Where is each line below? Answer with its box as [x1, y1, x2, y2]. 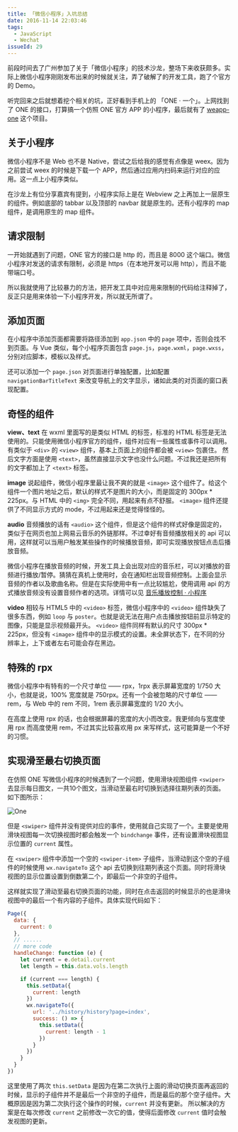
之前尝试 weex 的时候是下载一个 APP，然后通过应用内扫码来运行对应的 [7, 166, 215, 174]
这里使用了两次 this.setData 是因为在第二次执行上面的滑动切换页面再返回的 [7, 1081, 229, 1089]
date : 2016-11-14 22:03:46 [7, 17, 87, 24]
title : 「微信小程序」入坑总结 [7, 10, 88, 18]
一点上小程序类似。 [25, 174, 82, 183]
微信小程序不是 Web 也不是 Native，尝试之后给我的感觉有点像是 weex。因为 [7, 157, 229, 165]
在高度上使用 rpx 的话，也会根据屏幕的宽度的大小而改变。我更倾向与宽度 [7, 715, 220, 723]
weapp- [206, 106, 230, 113]
